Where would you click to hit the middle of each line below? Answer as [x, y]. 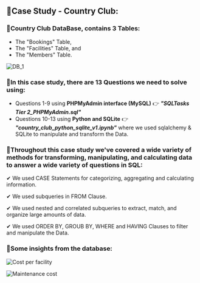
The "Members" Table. [43, 55]
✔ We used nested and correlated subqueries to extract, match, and [92, 208]
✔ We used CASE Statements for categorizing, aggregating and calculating [100, 178]
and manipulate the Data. [38, 233]
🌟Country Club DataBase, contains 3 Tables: [73, 29]
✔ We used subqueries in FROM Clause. [57, 196]
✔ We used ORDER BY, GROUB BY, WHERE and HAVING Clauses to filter [97, 227]
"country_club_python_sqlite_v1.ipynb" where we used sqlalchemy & [103, 128]
